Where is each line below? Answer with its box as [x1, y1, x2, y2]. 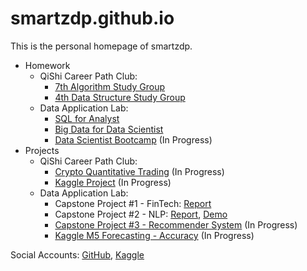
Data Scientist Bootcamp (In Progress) [54, 133, 213, 146]
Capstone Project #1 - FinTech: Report [54, 197, 212, 209]
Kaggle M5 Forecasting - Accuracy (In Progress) [54, 229, 255, 241]
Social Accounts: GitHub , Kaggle [10, 248, 145, 261]
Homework [24, 59, 71, 71]
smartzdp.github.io [10, 7, 175, 30]
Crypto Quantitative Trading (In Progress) [54, 165, 225, 177]
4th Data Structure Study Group [54, 91, 186, 103]
